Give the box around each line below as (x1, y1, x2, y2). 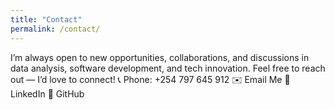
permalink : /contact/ (10, 24, 101, 34)
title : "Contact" (10, 14, 83, 25)
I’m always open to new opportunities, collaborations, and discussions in (10, 51, 310, 63)
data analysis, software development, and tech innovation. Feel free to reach (10, 62, 326, 74)
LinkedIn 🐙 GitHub (10, 87, 85, 100)
